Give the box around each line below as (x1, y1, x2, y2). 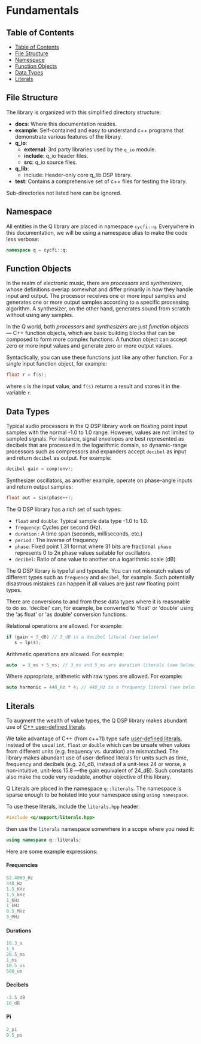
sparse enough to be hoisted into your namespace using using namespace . (6, 791, 188, 798)
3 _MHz (6, 914, 20, 920)
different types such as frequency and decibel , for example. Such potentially (6, 573, 194, 581)
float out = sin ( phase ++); (6, 495, 74, 501)
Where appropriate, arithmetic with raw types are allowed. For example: (6, 673, 183, 680)
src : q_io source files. (23, 158, 77, 166)
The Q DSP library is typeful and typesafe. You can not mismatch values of (6, 567, 190, 574)
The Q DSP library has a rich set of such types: (6, 505, 122, 513)
